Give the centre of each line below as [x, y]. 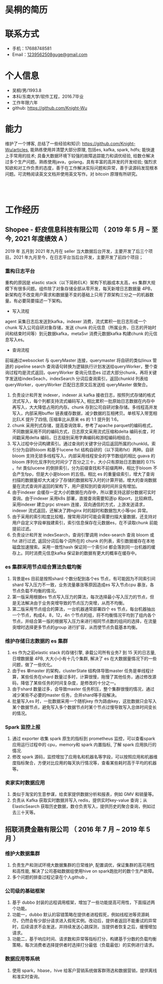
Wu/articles [16, 150]
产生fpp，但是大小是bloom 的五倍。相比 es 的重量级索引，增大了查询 [85, 474]
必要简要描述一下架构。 [41, 301]
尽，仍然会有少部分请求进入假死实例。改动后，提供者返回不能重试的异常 [84, 921]
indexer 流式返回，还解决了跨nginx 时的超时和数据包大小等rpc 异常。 [81, 511]
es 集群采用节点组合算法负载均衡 [43, 567]
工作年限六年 [25, 103]
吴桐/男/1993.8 [27, 90]
